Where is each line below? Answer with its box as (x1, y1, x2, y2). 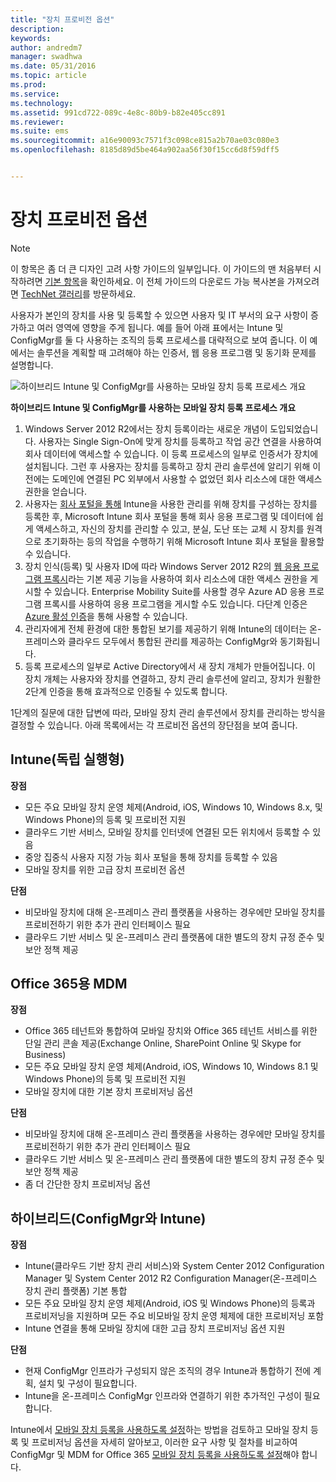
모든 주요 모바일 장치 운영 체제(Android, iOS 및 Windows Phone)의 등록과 (24, 1297, 316, 1310)
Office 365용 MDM (10, 976, 128, 993)
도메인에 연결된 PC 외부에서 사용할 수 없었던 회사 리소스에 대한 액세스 (51, 472, 323, 485)
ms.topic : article (10, 71, 87, 81)
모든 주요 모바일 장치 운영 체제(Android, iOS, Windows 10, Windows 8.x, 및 (24, 801, 323, 813)
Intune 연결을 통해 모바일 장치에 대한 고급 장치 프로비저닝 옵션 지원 (24, 1322, 286, 1335)
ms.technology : (10, 98, 74, 108)
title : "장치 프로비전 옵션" (10, 14, 115, 25)
